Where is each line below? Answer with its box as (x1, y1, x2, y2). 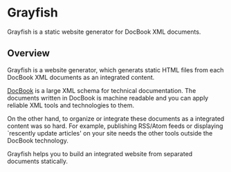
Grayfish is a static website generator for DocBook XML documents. (7, 28, 201, 36)
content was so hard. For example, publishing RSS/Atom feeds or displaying (7, 122, 223, 130)
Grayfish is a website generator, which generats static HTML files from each (7, 65, 224, 74)
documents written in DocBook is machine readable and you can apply (7, 94, 209, 102)
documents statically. (7, 157, 68, 165)
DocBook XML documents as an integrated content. (7, 73, 155, 81)
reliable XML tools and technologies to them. (7, 101, 135, 109)
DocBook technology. (7, 136, 69, 144)
